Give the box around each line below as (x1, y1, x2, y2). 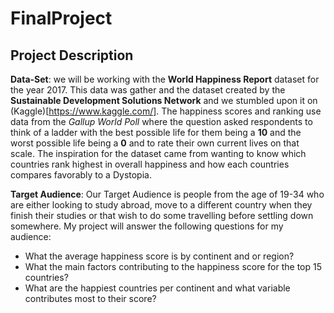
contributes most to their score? (24, 293, 157, 304)
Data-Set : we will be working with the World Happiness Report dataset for (10, 73, 320, 85)
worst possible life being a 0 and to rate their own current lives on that (10, 137, 300, 149)
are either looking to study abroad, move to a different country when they (10, 199, 313, 211)
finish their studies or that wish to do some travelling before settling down (10, 210, 314, 221)
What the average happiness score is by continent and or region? (24, 250, 295, 262)
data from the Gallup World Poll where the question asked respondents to (10, 116, 313, 127)
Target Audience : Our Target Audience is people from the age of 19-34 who (10, 188, 325, 200)
